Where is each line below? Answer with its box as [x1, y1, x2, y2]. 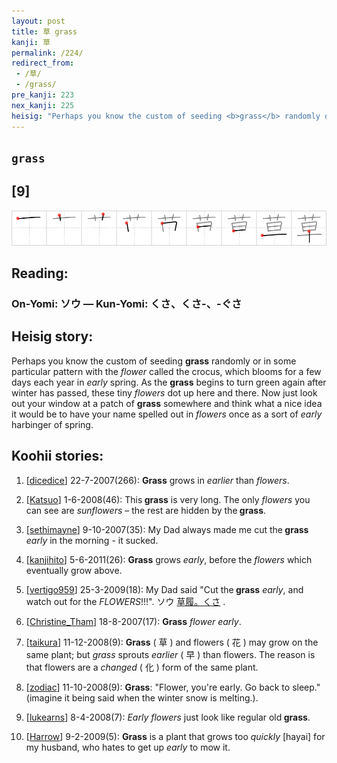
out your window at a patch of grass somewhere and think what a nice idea [11, 397, 323, 409]
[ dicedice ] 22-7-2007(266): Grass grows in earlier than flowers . [25, 474, 290, 486]
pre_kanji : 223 [11, 90, 75, 100]
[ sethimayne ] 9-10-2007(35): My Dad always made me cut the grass [25, 523, 309, 535]
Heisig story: [11, 328, 94, 345]
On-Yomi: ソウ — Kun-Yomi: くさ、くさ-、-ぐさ [11, 297, 243, 311]
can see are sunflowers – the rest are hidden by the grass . [25, 504, 267, 516]
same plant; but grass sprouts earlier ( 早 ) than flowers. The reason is [25, 648, 316, 660]
